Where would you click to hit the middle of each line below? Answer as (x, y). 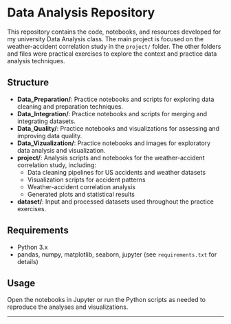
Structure (28, 83)
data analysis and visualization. (61, 150)
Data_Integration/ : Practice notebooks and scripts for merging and (112, 114)
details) (28, 261)
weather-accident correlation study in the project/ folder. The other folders (114, 46)
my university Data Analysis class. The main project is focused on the (106, 39)
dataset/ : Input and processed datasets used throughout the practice (115, 202)
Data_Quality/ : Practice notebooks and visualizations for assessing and (118, 128)
